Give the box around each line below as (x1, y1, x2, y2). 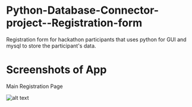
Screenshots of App (6, 63, 107, 77)
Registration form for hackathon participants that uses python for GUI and (6, 36, 187, 43)
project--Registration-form (6, 16, 143, 30)
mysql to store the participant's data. (6, 42, 96, 49)
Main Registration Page (6, 83, 64, 90)
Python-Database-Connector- (6, 4, 159, 17)
